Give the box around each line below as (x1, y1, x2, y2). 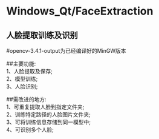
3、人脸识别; (6, 83, 38, 90)
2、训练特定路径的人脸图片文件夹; (6, 111, 91, 118)
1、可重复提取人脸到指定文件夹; (6, 103, 85, 110)
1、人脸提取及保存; (6, 68, 53, 75)
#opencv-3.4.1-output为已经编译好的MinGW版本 (6, 47, 126, 54)
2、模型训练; (6, 75, 38, 83)
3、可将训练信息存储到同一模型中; (6, 118, 91, 126)
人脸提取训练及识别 (6, 30, 78, 40)
